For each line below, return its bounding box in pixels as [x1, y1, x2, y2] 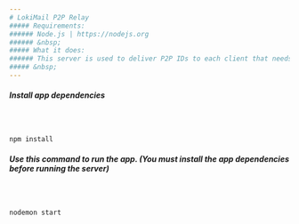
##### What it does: [9, 46, 86, 55]
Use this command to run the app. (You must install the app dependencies [9, 153, 289, 164]
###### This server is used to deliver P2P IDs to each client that [9, 54, 269, 63]
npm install [9, 135, 53, 144]
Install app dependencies [9, 90, 105, 100]
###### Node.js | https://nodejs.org [9, 29, 149, 38]
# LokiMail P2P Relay [9, 12, 90, 22]
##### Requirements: [9, 21, 86, 30]
